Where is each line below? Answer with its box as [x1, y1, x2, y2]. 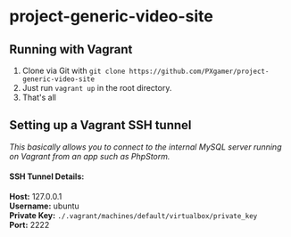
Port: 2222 [9, 220, 50, 231]
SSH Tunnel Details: [9, 171, 85, 182]
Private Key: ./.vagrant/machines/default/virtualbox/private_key [9, 210, 258, 221]
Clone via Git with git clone [21, 65, 126, 76]
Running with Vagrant [9, 42, 133, 57]
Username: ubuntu [9, 200, 80, 211]
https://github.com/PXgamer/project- [129, 67, 270, 76]
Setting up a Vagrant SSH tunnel [9, 118, 192, 133]
